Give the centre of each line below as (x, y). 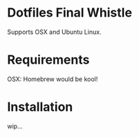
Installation (40, 107)
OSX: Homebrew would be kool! (53, 79)
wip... (15, 126)
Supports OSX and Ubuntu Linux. (54, 32)
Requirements (48, 60)
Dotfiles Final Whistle (70, 13)
